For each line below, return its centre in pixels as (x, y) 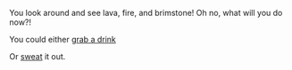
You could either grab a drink (63, 39)
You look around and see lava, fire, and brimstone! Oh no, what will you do (146, 13)
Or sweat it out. (38, 56)
